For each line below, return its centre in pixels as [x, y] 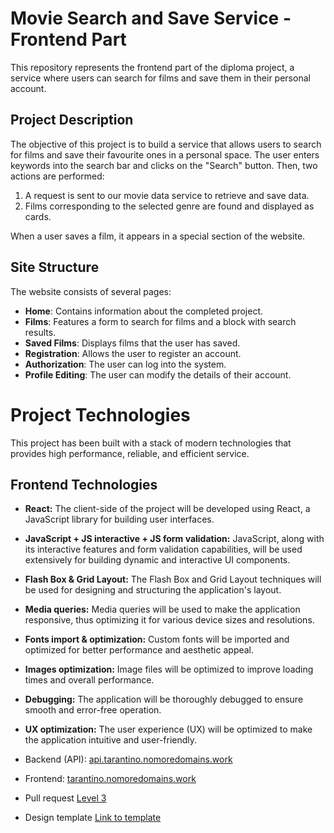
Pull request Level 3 [65, 798]
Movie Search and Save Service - [151, 18]
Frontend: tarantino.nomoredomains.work [110, 779]
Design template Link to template [93, 818]
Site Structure [55, 267]
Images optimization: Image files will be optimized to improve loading [169, 669]
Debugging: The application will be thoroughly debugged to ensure [164, 699]
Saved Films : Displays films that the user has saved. [132, 343]
